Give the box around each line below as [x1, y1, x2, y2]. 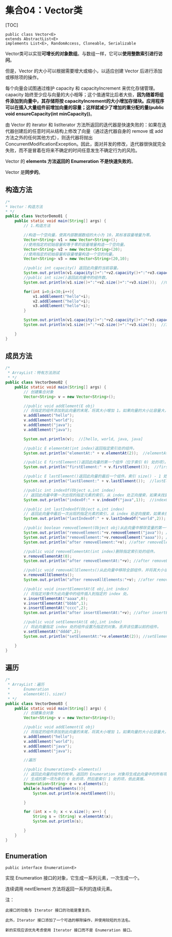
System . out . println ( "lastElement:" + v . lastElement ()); [24, 479, 145, 484]
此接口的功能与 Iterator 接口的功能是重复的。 [5, 908, 93, 913]
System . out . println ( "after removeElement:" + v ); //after [24, 539, 145, 545]
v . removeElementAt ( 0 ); [24, 554, 72, 559]
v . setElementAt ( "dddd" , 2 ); [24, 629, 81, 634]
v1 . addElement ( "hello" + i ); [32, 294, 91, 299]
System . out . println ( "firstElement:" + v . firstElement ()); [24, 464, 150, 470]
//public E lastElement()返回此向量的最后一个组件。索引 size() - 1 [24, 474, 161, 479]
